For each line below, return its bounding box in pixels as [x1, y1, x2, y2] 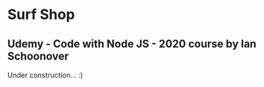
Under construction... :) [7, 70, 84, 80]
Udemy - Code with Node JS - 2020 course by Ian [7, 37, 257, 51]
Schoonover [7, 49, 69, 62]
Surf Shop [7, 6, 76, 24]
